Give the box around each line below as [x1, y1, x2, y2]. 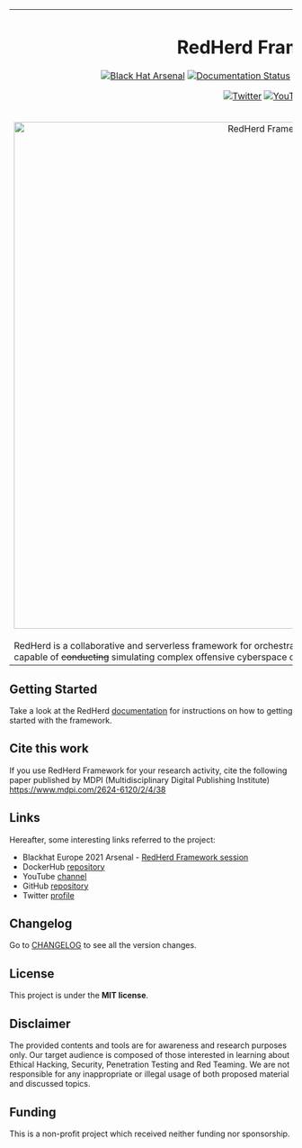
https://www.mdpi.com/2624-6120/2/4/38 [9, 784, 166, 795]
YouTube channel [22, 870, 87, 881]
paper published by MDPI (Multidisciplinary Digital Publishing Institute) [9, 774, 271, 785]
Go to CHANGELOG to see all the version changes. [9, 940, 197, 951]
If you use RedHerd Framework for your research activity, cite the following [9, 765, 288, 776]
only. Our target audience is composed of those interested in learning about [9, 1050, 290, 1061]
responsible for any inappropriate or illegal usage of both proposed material [9, 1069, 289, 1080]
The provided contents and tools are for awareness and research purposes [9, 1040, 288, 1051]
